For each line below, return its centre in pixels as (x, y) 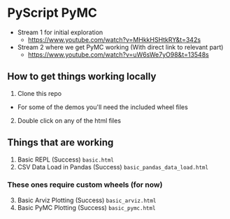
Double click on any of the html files (69, 120)
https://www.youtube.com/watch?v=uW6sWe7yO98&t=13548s (118, 55)
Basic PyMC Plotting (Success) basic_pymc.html (86, 207)
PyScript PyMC (52, 13)
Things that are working (60, 142)
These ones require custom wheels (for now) (85, 185)
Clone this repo (39, 93)
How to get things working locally (82, 77)
